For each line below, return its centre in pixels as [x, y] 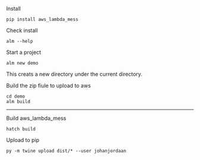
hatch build [21, 129]
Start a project [24, 52]
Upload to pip [23, 140]
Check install [22, 30]
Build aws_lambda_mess [36, 118]
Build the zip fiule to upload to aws [49, 86]
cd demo [16, 97]
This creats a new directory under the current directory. [74, 74]
